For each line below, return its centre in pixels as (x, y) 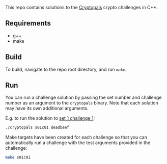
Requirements (28, 23)
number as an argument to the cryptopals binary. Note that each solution (82, 103)
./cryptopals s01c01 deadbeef (37, 128)
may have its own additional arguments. (47, 108)
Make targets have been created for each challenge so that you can (76, 138)
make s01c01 (18, 157)
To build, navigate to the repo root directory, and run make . (66, 69)
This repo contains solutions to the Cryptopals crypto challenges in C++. (81, 7)
